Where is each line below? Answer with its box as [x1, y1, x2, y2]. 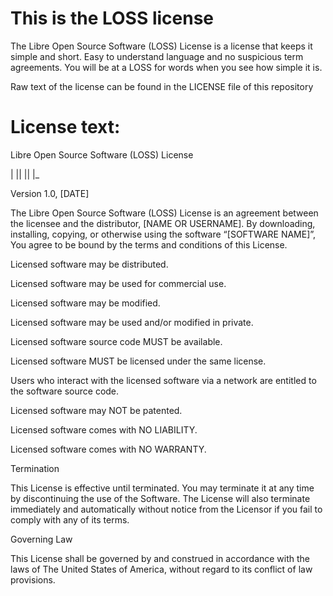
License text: [10, 116, 121, 139]
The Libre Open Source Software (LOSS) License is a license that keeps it [10, 40, 313, 52]
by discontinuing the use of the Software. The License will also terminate [10, 492, 311, 504]
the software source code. [10, 385, 120, 397]
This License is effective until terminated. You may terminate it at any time [10, 482, 315, 494]
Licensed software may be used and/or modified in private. [10, 316, 254, 328]
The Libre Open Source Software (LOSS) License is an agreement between [10, 207, 319, 219]
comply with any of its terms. [10, 513, 130, 526]
